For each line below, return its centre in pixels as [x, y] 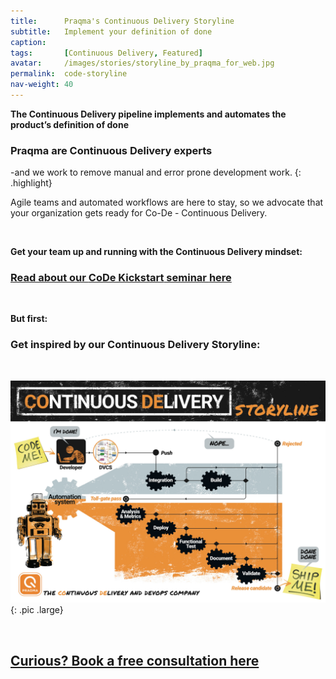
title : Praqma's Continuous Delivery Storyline [122, 21]
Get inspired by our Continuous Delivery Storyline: [135, 345]
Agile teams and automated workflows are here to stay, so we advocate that [167, 202]
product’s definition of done [70, 124]
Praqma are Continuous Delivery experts [111, 150]
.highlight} [31, 183]
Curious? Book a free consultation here [135, 660]
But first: [29, 319]
